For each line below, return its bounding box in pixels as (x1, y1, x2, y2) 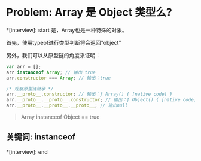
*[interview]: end (6, 148, 48, 156)
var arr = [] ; (6, 63, 42, 69)
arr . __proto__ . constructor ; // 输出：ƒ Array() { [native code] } (6, 91, 172, 98)
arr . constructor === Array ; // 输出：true (6, 75, 111, 81)
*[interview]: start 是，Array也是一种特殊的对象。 (6, 26, 127, 34)
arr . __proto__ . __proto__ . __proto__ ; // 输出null (6, 102, 128, 108)
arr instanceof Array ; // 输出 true (6, 69, 96, 75)
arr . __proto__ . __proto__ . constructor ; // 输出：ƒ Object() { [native (6, 97, 181, 103)
